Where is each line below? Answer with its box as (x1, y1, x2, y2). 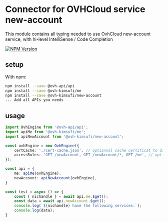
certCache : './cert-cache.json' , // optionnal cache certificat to (14, 148, 157, 153)
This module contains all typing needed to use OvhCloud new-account (5, 31, 151, 37)
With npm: (5, 74, 26, 80)
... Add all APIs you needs (5, 97, 64, 102)
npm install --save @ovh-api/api (5, 83, 75, 88)
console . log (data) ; (14, 208, 55, 213)
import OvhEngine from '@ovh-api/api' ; (5, 125, 88, 130)
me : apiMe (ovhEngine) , (14, 171, 61, 176)
